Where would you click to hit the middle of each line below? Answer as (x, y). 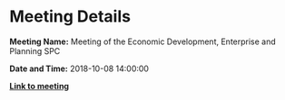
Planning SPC (35, 50)
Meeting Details (70, 17)
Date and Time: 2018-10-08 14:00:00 (79, 68)
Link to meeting (39, 86)
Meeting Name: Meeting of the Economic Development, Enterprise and (143, 41)
